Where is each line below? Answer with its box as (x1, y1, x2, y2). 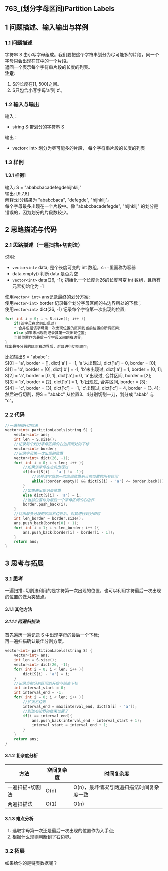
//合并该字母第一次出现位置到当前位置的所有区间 (31, 474, 118, 479)
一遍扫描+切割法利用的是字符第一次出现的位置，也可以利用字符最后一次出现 (5, 587, 161, 593)
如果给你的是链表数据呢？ (5, 860, 58, 866)
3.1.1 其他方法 (5, 606, 32, 612)
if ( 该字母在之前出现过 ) (14, 321, 57, 326)
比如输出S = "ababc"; (5, 354, 49, 360)
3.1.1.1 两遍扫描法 (5, 619, 40, 625)
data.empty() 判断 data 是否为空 (12, 271, 78, 277)
